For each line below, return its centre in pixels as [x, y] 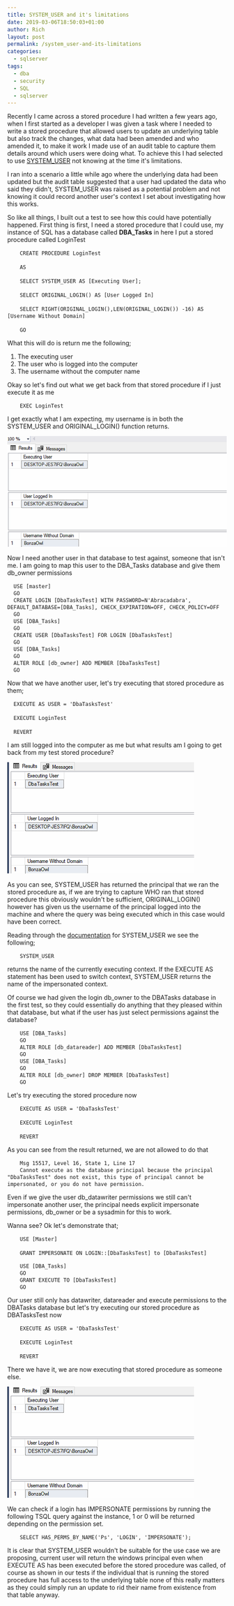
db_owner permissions [40, 573]
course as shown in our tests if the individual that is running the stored [108, 1573]
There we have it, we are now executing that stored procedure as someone [115, 1369]
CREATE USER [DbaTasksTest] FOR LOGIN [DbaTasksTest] [93, 635]
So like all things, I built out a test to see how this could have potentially [109, 218]
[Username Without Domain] [46, 316]
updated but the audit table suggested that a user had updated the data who [117, 182]
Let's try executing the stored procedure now [72, 1095]
